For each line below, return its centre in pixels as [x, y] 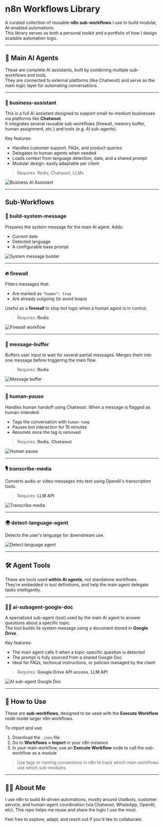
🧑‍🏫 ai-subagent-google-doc [39, 607]
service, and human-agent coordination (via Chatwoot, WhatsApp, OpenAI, [81, 805]
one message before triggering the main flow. [51, 360]
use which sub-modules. [42, 768]
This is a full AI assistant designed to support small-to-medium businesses [80, 113]
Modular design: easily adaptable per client [55, 163]
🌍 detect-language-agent [37, 522]
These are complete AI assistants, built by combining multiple [67, 70]
